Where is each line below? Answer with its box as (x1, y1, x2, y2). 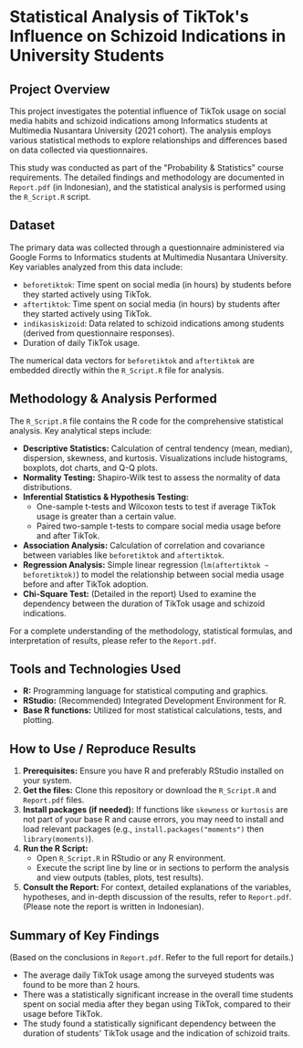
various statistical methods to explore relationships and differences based (9, 135, 287, 145)
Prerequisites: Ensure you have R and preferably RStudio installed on (22, 765, 285, 777)
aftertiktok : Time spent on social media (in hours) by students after (22, 299, 281, 309)
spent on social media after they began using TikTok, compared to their (22, 999, 291, 1010)
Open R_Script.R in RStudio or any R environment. (36, 853, 226, 864)
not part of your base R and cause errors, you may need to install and (22, 814, 285, 825)
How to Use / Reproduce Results (9, 741, 196, 757)
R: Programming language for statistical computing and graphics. (22, 686, 268, 697)
